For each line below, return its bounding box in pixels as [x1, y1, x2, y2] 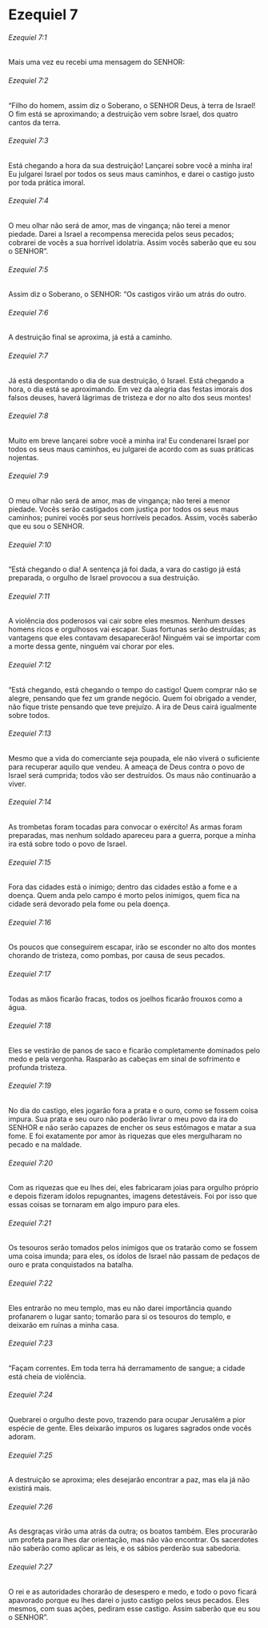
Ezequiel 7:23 [8, 1338, 54, 1348]
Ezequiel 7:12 [8, 660, 52, 670]
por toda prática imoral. [8, 178, 86, 187]
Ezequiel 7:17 [8, 969, 51, 979]
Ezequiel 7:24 [8, 1390, 54, 1400]
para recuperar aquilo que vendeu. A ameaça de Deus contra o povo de [8, 762, 246, 772]
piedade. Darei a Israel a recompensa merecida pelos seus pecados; [8, 230, 234, 239]
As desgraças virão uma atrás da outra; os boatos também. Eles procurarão [8, 1526, 258, 1536]
